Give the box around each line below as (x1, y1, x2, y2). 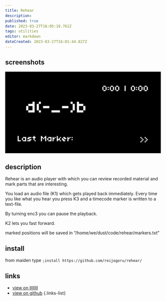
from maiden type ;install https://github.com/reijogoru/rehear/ (5, 258, 142, 263)
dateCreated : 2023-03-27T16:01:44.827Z (5, 40, 87, 44)
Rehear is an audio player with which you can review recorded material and (5, 176, 158, 182)
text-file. (5, 201, 23, 207)
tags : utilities (5, 29, 39, 34)
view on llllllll (12, 285, 39, 291)
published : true (5, 18, 39, 23)
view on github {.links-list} (12, 290, 66, 296)
